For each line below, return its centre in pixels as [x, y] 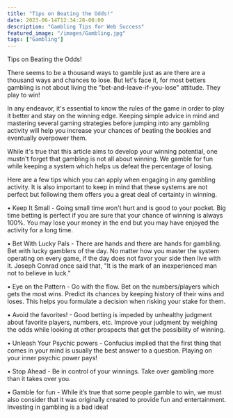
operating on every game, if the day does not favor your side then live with [114, 259]
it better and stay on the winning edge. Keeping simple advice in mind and [113, 116]
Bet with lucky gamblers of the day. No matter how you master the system [113, 251]
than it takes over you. [39, 379]
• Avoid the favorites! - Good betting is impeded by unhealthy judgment [110, 315]
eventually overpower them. [47, 138]
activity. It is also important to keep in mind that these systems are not [107, 187]
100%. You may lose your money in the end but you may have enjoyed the [113, 223]
